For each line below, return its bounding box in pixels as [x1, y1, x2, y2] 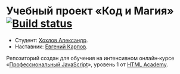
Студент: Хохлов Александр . [14, 36, 88, 44]
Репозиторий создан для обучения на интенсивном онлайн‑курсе [6, 54, 175, 61]
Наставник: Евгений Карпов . [14, 43, 88, 50]
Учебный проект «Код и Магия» [6, 4, 174, 18]
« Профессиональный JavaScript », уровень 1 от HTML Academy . [6, 61, 169, 68]
